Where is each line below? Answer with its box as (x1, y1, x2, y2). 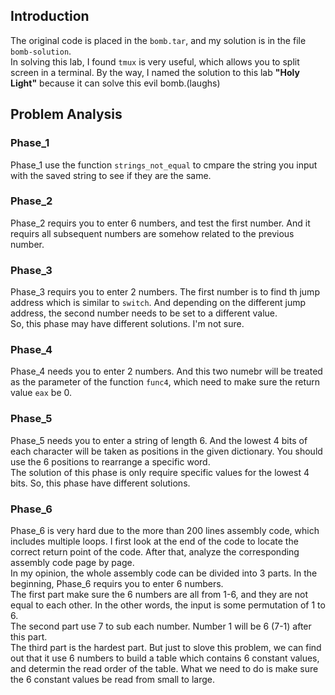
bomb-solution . (10, 45, 72, 57)
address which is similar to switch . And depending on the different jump (10, 297, 307, 309)
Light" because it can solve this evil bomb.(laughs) (10, 77, 221, 89)
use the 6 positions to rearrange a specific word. (10, 455, 211, 468)
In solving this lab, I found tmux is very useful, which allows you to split (10, 55, 300, 68)
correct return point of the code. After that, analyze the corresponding (10, 545, 300, 558)
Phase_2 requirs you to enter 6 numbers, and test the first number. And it (10, 217, 311, 229)
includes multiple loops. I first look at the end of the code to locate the (10, 535, 299, 547)
